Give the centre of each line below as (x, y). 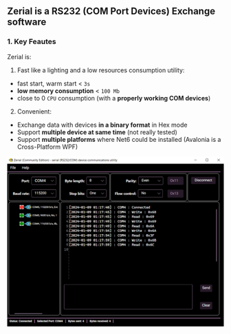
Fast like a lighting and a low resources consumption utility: (101, 70)
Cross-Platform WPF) (47, 147)
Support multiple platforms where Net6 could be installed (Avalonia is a (119, 139)
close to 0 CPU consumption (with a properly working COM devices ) (114, 98)
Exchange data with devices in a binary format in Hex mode (102, 125)
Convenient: (34, 111)
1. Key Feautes (32, 42)
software (27, 22)
